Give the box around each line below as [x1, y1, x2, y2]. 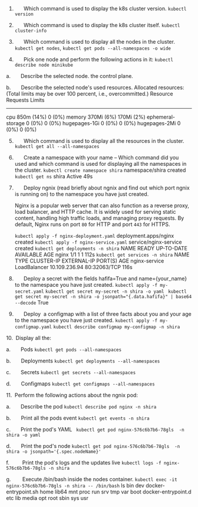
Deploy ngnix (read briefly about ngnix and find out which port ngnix [23, 184, 190, 191]
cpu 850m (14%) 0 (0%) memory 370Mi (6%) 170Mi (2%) [6, 113, 146, 120]
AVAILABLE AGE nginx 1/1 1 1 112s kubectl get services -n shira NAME [14, 251, 190, 258]
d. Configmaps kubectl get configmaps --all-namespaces [6, 380, 155, 387]
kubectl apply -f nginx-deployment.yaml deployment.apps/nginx [14, 233, 174, 239]
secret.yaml [14, 289, 44, 295]
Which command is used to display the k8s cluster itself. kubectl [23, 22, 181, 28]
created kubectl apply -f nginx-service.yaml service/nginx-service [14, 238, 182, 246]
